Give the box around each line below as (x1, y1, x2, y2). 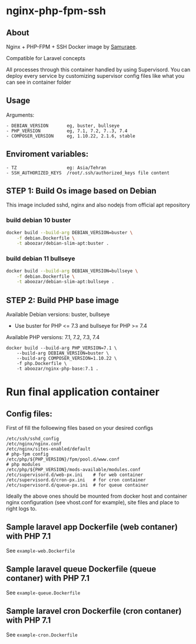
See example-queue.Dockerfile (6, 589, 81, 596)
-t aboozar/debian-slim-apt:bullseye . (16, 279, 115, 285)
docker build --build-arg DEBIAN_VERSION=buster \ (6, 229, 133, 235)
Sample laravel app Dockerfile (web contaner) (6, 522, 178, 532)
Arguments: (6, 111, 35, 119)
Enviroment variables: (6, 149, 89, 159)
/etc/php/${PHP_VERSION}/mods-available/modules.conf (6, 467, 141, 473)
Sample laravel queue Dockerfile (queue (6, 564, 157, 574)
